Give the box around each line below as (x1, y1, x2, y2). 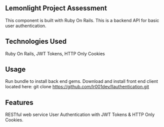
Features (5, 98, 33, 107)
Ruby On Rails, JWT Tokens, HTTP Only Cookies (5, 50, 105, 57)
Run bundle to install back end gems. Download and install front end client (5, 78, 158, 84)
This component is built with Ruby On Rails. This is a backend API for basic (5, 17, 159, 23)
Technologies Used (5, 37, 66, 46)
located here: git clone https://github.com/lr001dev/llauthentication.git (5, 84, 149, 90)
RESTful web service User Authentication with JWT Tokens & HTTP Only (5, 111, 155, 117)
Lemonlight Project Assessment (5, 4, 107, 13)
